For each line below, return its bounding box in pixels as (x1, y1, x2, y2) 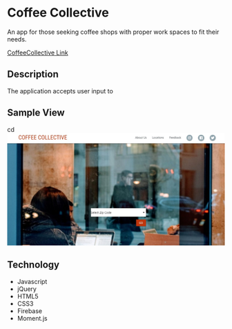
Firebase (17, 306, 43, 315)
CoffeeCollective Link (7, 48, 68, 57)
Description (7, 68, 59, 80)
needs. (7, 35, 27, 43)
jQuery (17, 285, 37, 293)
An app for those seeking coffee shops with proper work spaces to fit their (7, 28, 220, 36)
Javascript (17, 277, 48, 285)
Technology (7, 259, 60, 271)
